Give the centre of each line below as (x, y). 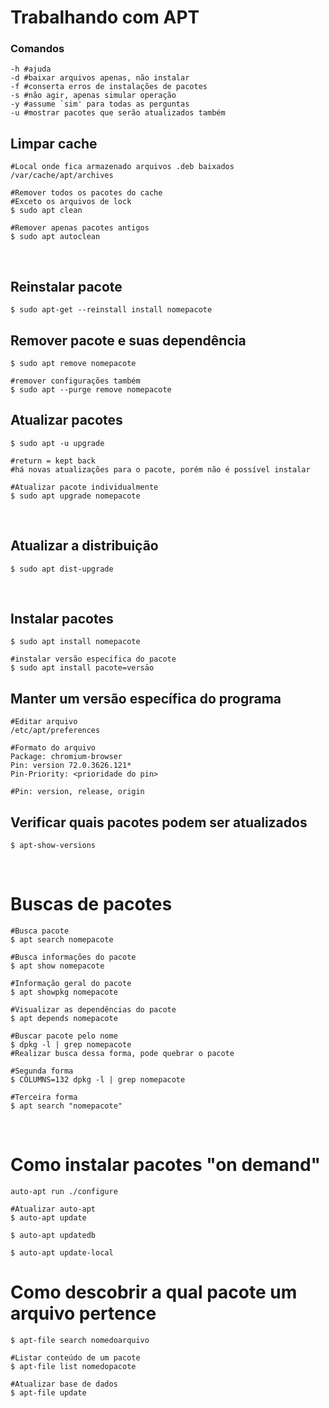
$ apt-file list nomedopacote (73, 1366)
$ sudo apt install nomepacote (75, 642)
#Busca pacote (40, 931)
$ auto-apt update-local (62, 1252)
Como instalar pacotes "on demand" (166, 1165)
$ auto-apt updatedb (53, 1235)
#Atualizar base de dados (64, 1384)
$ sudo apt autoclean (55, 237)
